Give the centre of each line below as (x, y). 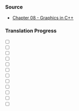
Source (14, 7)
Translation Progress (31, 31)
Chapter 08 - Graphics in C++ (43, 18)
